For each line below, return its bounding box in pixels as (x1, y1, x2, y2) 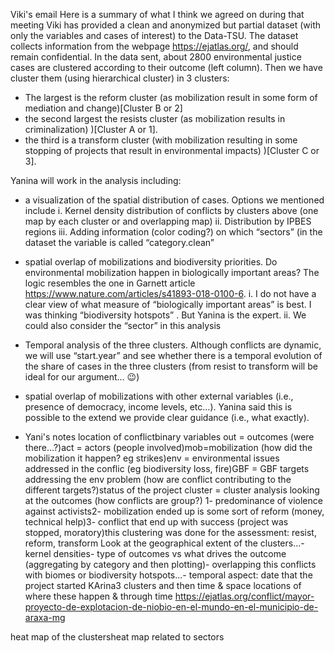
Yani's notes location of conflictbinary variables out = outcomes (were (24, 431, 315, 443)
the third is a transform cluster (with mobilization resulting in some (24, 134, 298, 146)
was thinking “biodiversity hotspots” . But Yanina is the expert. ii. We (24, 309, 307, 321)
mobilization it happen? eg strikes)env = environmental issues (24, 452, 280, 464)
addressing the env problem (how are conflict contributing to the (24, 474, 292, 485)
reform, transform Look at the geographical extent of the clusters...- (24, 537, 305, 549)
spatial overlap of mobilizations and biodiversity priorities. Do (24, 256, 278, 268)
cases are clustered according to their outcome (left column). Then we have (10, 62, 323, 73)
